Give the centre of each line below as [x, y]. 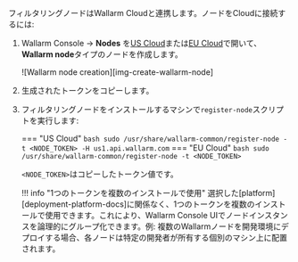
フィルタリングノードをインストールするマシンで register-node [137, 109]
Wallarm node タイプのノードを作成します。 [102, 54]
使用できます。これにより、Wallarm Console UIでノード [147, 215]
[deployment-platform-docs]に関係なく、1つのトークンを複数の [138, 204]
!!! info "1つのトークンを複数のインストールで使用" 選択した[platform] [148, 193]
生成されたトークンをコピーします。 [87, 90]
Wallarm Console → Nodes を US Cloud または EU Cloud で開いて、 [141, 43]
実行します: [58, 120]
